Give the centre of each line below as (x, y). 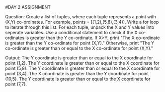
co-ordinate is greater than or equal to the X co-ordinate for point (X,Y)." (79, 48)
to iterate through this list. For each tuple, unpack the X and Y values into (80, 27)
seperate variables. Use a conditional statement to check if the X (71, 32)
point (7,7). (16, 84)
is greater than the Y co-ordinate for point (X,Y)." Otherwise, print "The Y (80, 43)
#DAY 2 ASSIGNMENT (28, 7)
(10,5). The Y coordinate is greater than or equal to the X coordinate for (78, 79)
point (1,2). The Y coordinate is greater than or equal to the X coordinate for (82, 63)
